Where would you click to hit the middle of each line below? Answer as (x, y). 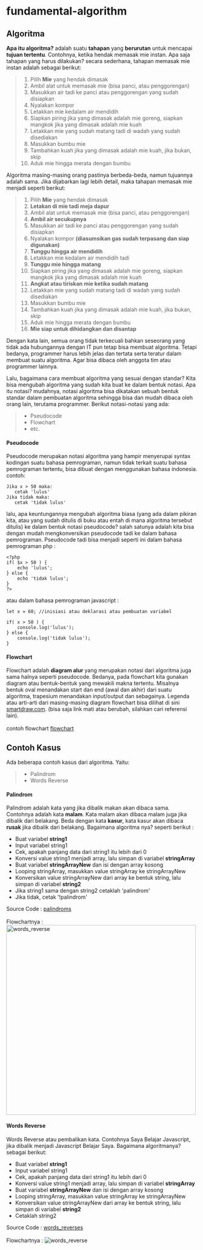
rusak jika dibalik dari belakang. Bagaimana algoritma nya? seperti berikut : (100, 827)
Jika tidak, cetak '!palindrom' (51, 897)
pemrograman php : (31, 546)
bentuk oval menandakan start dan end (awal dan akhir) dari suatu (89, 690)
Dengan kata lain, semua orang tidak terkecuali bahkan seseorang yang (96, 341)
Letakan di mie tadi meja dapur (70, 206)
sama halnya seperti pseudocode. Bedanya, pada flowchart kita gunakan (97, 677)
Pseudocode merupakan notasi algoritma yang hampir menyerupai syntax (98, 456)
